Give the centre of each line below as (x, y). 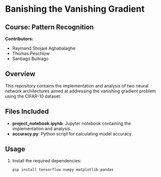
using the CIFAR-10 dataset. (33, 96)
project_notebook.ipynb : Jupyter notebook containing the (71, 123)
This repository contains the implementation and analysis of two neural (77, 86)
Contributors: (19, 39)
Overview (20, 74)
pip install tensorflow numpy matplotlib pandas (63, 170)
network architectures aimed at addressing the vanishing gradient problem (80, 91)
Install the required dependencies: (47, 161)
